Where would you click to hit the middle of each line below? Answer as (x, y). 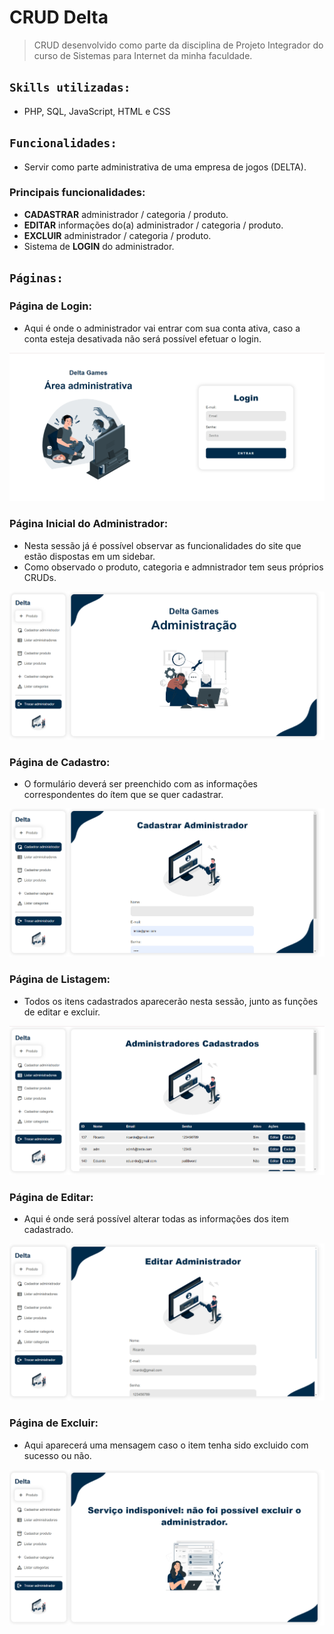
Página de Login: (50, 306)
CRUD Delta (59, 17)
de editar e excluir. (62, 1012)
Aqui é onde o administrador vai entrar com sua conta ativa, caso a (162, 328)
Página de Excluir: (54, 1423)
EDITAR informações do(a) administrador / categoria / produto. (153, 225)
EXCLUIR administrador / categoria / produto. (117, 235)
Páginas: (36, 278)
